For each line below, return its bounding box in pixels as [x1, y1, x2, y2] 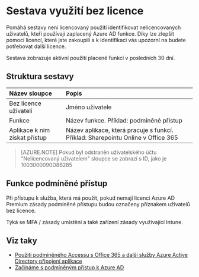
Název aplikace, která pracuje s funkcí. [66, 126, 174, 134]
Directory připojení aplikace [14, 257, 83, 265]
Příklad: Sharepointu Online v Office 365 [66, 133, 179, 141]
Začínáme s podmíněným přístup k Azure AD [14, 264, 124, 271]
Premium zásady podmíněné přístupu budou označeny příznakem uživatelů [6, 200, 191, 207]
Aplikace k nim [9, 126, 50, 134]
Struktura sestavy [6, 71, 74, 81]
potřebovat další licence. [6, 43, 66, 50]
